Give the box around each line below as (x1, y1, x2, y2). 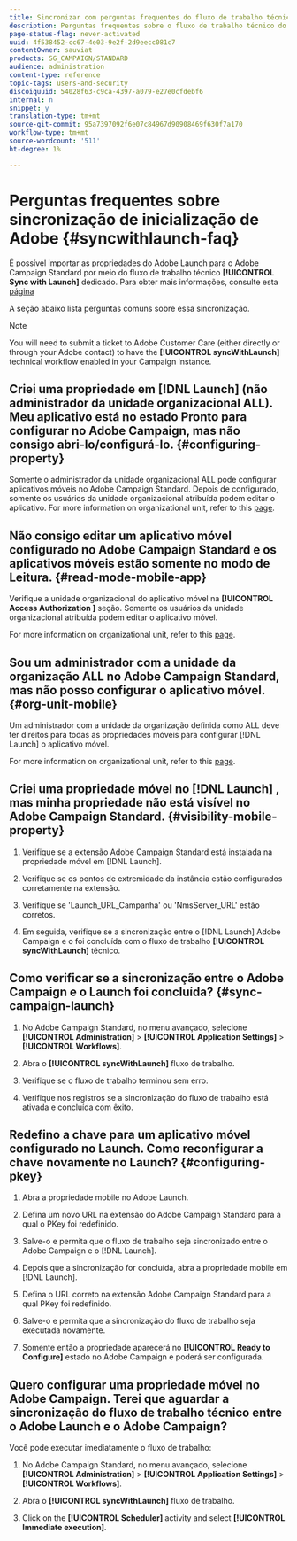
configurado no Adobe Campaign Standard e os (9, 542, 277, 557)
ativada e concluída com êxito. (21, 1102, 134, 1112)
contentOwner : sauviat (9, 46, 93, 55)
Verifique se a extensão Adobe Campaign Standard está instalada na (21, 847, 273, 857)
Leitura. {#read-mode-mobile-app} (9, 569, 207, 585)
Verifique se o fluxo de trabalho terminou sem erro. (21, 1075, 209, 1086)
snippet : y (9, 104, 49, 112)
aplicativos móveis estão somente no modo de (9, 555, 270, 571)
